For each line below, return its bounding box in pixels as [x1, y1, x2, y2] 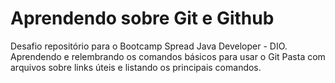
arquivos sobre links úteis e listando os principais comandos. [10, 61, 262, 73]
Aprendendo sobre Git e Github [10, 7, 275, 30]
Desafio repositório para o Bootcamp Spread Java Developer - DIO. [10, 40, 288, 52]
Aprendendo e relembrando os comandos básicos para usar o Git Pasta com [10, 50, 326, 62]
